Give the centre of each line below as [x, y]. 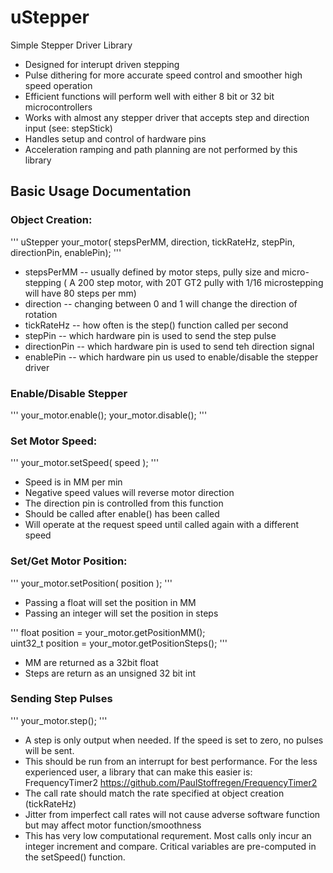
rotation [41, 314]
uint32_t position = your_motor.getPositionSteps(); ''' [119, 643]
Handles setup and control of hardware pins [115, 138]
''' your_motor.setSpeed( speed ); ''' [85, 463]
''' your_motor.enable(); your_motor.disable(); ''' [109, 415]
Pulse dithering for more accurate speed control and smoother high [163, 75]
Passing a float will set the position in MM [110, 602]
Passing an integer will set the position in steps [121, 613]
